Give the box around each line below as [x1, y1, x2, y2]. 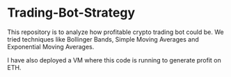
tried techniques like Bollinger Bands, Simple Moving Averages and [7, 35, 200, 43]
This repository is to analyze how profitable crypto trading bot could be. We [7, 28, 224, 36]
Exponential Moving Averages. [7, 42, 95, 51]
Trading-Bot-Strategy [7, 5, 136, 21]
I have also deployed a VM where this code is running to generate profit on [7, 55, 221, 64]
